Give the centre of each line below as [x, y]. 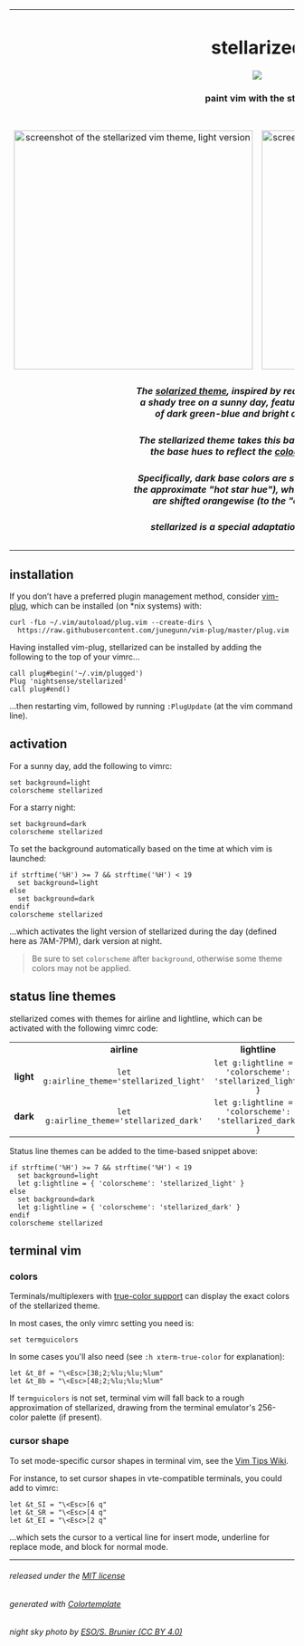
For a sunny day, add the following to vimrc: [91, 765]
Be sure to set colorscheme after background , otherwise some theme [157, 958]
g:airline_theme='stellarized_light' [124, 1081]
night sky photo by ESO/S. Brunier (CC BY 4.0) [96, 1632]
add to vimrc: [34, 1487]
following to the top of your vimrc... [75, 657]
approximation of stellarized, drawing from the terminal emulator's [133, 1408]
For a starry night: [43, 807]
